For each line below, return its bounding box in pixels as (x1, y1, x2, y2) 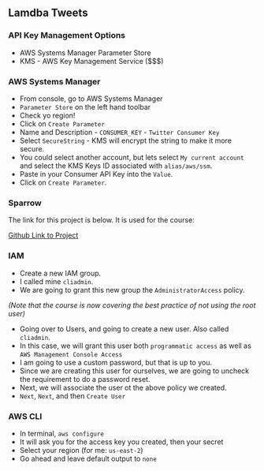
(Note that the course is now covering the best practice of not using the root (8, 300, 256, 310)
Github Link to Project (8, 230, 79, 240)
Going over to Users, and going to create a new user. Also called (19, 323, 229, 334)
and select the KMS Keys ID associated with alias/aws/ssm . (19, 161, 213, 170)
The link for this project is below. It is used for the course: (8, 215, 195, 225)
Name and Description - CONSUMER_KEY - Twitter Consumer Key (19, 127, 220, 136)
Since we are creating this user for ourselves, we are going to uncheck (19, 366, 250, 376)
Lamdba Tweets (8, 6, 88, 20)
